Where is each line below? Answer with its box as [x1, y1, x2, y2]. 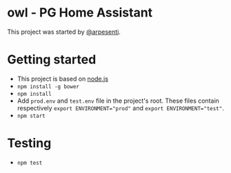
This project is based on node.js [17, 74, 109, 83]
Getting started [7, 52, 97, 68]
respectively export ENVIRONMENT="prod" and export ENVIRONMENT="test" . [17, 103, 224, 112]
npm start [17, 112, 46, 119]
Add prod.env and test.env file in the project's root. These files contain [17, 96, 219, 105]
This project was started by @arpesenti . [7, 28, 121, 36]
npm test [17, 159, 43, 166]
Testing [7, 136, 52, 151]
